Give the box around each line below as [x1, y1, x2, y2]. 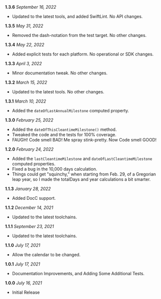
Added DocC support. [12, 195, 56, 201]
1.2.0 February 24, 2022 [5, 146, 54, 152]
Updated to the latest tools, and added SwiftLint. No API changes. [12, 14, 143, 19]
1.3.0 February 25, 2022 [5, 117, 54, 123]
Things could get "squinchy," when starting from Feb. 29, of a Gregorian [12, 171, 156, 177]
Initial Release [12, 289, 40, 295]
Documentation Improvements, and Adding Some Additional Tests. [12, 271, 145, 276]
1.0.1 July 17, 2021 [5, 261, 40, 267]
